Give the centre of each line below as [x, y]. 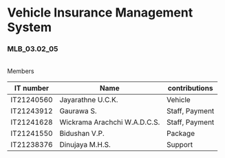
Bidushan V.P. [82, 134]
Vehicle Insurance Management [100, 13]
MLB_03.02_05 [33, 49]
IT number [32, 88]
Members [21, 71]
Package [180, 134]
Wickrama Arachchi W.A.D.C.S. [110, 122]
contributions [190, 88]
